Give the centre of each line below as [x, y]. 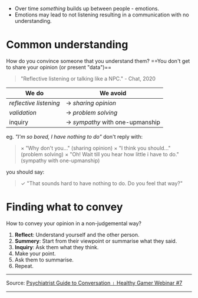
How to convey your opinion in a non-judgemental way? [74, 223]
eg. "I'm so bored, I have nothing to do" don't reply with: [75, 136]
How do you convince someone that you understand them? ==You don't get [98, 61]
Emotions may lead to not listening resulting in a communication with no [102, 15]
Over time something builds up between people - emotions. [87, 9]
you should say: [25, 172]
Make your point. [35, 253]
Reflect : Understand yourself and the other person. [77, 235]
